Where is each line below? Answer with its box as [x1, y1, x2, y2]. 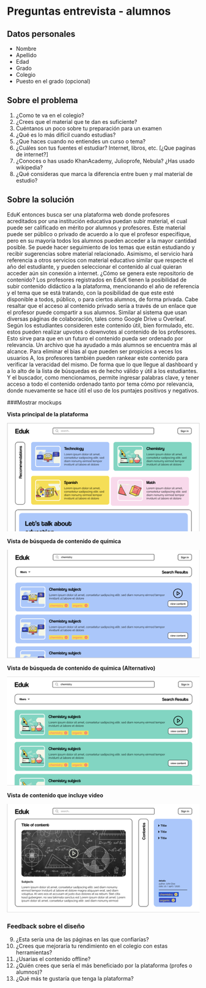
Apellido [15, 52, 37, 59]
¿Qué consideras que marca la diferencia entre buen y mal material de [15, 170, 193, 177]
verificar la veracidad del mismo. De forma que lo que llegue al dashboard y [7, 361, 198, 368]
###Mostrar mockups [7, 399, 62, 406]
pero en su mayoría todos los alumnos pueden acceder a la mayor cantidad [7, 237, 197, 244]
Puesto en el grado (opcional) [15, 78, 91, 85]
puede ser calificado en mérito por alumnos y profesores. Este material [7, 224, 186, 231]
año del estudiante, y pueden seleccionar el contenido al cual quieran [7, 262, 182, 270]
